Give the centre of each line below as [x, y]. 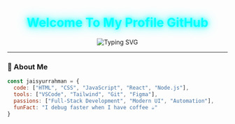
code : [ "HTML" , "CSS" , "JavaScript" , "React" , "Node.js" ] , [101, 88]
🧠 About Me [28, 67]
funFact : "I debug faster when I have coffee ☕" [86, 107]
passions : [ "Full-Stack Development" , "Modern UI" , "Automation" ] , [114, 101]
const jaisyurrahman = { [43, 81]
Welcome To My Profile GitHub [117, 23]
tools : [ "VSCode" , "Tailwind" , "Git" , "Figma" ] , [86, 94]
